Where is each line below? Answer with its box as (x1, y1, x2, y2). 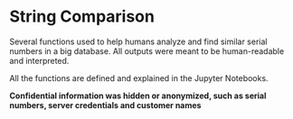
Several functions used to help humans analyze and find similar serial (9, 36, 268, 47)
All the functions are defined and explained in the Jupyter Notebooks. (9, 72, 269, 83)
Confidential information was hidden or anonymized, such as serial (9, 90, 267, 101)
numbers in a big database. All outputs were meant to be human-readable (9, 45, 285, 56)
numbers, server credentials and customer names (9, 99, 202, 110)
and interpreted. (9, 55, 70, 66)
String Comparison (9, 6, 156, 27)
